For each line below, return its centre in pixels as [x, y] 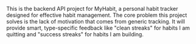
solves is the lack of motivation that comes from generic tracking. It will [96, 21]
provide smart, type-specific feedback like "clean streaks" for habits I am [98, 28]
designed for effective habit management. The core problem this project [97, 15]
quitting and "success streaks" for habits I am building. [75, 34]
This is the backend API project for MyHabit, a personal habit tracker [92, 9]
